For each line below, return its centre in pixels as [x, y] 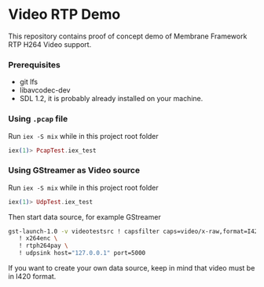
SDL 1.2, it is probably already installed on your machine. [111, 99]
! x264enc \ [38, 238]
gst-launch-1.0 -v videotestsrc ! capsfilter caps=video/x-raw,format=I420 [135, 231]
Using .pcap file [38, 119]
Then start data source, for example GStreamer [84, 216]
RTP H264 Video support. [50, 44]
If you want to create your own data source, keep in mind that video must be [132, 268]
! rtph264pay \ [43, 246]
